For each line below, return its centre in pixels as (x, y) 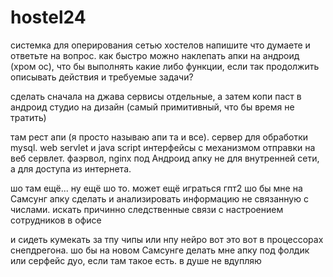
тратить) (28, 117)
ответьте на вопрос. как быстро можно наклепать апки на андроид (155, 55)
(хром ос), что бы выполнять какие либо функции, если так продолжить (165, 66)
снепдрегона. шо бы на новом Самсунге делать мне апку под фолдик (160, 250)
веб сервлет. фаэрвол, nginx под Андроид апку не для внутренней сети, (165, 158)
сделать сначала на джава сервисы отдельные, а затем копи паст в (156, 96)
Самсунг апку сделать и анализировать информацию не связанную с (159, 198)
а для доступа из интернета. (71, 168)
